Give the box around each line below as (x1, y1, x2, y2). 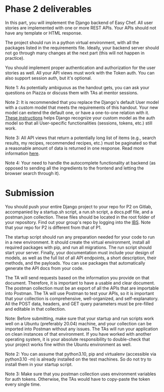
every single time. (5, 381, 41, 387)
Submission (5, 188, 55, 199)
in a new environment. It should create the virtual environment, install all (5, 239, 150, 245)
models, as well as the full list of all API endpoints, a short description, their (5, 255, 157, 261)
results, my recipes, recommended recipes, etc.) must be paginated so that (5, 140, 157, 146)
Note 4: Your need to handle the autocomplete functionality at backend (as (5, 160, 156, 166)
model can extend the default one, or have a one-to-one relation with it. (5, 109, 149, 116)
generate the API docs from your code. (5, 265, 84, 271)
